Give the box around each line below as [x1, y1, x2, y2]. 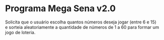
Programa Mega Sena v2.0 [5, 3, 116, 14]
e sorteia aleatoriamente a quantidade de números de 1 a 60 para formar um [5, 24, 160, 30]
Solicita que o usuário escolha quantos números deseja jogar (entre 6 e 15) [5, 19, 157, 25]
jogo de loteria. [5, 29, 36, 35]
